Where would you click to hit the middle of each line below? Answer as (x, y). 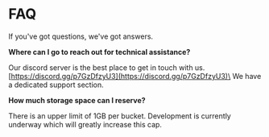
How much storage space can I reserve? (77, 100)
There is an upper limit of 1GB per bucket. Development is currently (120, 116)
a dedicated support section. (56, 85)
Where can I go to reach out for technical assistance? (99, 52)
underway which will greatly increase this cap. (85, 124)
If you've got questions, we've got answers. (81, 36)
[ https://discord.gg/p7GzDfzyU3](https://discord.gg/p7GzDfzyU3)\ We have (135, 76)
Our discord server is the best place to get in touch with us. (107, 67)
